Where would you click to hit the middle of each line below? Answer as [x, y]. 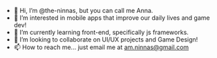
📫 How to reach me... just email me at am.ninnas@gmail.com [101, 47]
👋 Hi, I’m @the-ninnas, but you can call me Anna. [83, 11]
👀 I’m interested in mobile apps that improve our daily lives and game [112, 18]
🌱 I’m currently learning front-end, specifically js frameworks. [101, 32]
